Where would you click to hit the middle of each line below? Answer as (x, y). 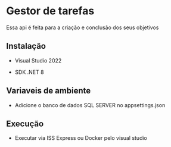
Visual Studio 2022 (38, 60)
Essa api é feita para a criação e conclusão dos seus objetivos (83, 27)
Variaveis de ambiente (49, 91)
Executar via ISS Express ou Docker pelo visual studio (81, 138)
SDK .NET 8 (29, 72)
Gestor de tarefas (50, 11)
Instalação (26, 46)
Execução (25, 123)
